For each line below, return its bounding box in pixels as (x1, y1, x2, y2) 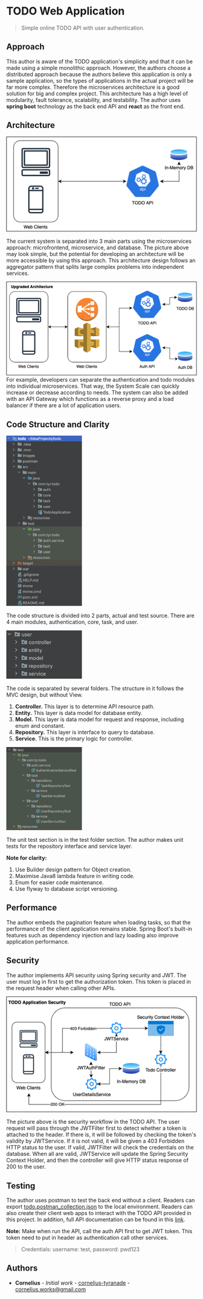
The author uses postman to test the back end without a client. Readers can (6, 1197, 195, 1204)
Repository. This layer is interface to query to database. (14, 728, 155, 736)
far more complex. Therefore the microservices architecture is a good (6, 83, 180, 91)
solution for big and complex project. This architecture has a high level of (6, 89, 188, 97)
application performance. (6, 938, 69, 945)
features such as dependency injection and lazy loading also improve (6, 931, 179, 938)
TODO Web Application (6, 4, 125, 18)
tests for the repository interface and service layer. (6, 842, 133, 850)
